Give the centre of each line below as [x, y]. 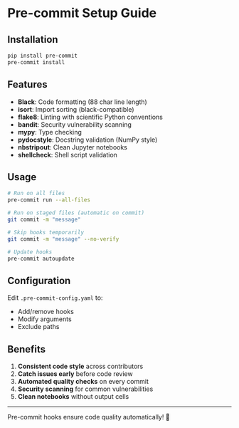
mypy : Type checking [49, 132]
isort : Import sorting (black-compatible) [76, 109]
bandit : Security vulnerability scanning [74, 124]
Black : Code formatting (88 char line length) [82, 102]
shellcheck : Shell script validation [67, 155]
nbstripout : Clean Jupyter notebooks [73, 147]
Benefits [27, 349]
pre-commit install [36, 62]
